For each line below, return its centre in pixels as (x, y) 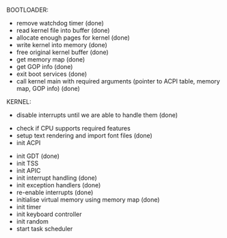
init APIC (28, 171)
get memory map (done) (51, 59)
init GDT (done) (38, 156)
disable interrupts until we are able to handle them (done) (97, 115)
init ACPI (28, 143)
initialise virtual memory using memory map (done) (88, 200)
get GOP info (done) (44, 67)
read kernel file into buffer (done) (63, 30)
